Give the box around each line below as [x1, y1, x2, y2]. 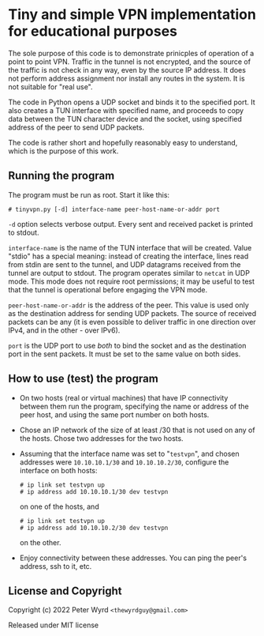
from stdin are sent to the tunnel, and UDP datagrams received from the [8, 259, 241, 269]
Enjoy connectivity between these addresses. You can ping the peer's [19, 553, 247, 563]
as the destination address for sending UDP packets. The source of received [8, 308, 257, 318]
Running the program [8, 169, 115, 183]
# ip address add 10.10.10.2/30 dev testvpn [19, 524, 169, 532]
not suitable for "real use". [8, 81, 93, 92]
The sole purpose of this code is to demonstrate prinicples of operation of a [8, 48, 255, 58]
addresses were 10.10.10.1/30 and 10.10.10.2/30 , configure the [19, 457, 229, 467]
